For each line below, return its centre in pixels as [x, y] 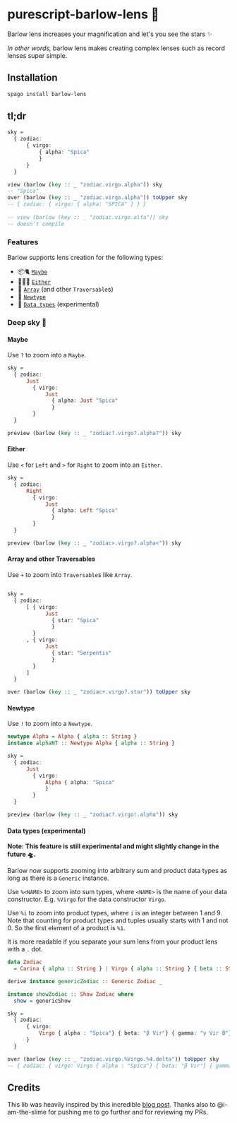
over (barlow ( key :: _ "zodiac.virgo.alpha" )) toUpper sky [98, 198]
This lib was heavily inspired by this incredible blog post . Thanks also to [112, 1105]
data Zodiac [25, 962]
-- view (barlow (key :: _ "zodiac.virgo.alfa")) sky [88, 217]
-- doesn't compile [36, 224]
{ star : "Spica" [75, 620]
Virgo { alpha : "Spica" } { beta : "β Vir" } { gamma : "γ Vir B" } [135, 1033]
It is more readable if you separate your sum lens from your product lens [113, 941]
